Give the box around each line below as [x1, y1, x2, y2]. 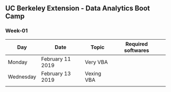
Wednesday [8, 73, 37, 80]
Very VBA [84, 58, 108, 66]
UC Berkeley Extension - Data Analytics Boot [5, 4, 150, 13]
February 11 [41, 55, 71, 63]
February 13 [41, 70, 71, 77]
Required [125, 40, 148, 47]
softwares [124, 47, 149, 54]
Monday [8, 58, 28, 66]
